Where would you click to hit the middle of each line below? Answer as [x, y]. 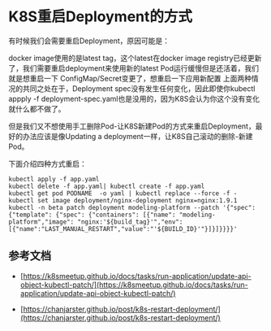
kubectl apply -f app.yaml [54, 179]
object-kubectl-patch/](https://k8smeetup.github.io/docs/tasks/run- [134, 285]
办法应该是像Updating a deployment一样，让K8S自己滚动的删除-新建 [138, 136]
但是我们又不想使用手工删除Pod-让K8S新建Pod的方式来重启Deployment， [132, 126]
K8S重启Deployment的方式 [101, 17]
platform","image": [41, 222]
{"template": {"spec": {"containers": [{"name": [92, 215]
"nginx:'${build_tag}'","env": [130, 222]
